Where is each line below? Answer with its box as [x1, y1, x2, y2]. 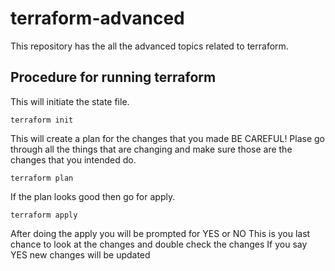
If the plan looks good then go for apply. [10, 190, 176, 202]
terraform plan [10, 173, 74, 183]
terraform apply [10, 210, 78, 220]
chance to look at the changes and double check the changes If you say [10, 238, 308, 250]
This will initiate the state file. [10, 95, 130, 107]
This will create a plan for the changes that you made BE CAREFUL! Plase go [10, 132, 326, 144]
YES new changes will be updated [10, 248, 151, 261]
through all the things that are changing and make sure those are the [10, 143, 293, 155]
